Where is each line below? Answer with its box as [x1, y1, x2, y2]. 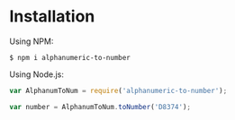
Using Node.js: [9, 69, 65, 80]
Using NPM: [9, 36, 54, 47]
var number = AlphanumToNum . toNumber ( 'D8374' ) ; [9, 102, 192, 111]
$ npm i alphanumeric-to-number [9, 53, 131, 62]
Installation [9, 6, 95, 27]
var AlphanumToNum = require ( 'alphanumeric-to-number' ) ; [9, 86, 228, 95]
